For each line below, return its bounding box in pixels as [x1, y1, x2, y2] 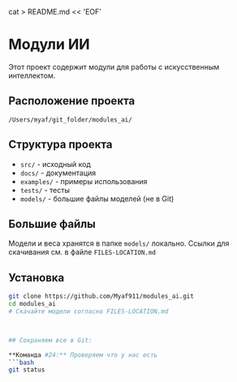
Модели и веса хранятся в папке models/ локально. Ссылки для [8, 238, 230, 248]
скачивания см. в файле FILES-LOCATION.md [8, 247, 157, 257]
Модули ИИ [8, 36, 91, 54]
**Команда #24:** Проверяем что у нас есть [8, 350, 158, 359]
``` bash [8, 358, 35, 367]
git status [8, 366, 45, 374]
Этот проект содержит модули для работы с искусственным [8, 62, 220, 71]
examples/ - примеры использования [19, 176, 148, 186]
